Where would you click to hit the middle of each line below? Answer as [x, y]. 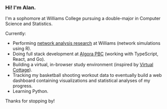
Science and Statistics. [29, 24]
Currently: [16, 34]
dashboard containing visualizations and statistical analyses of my [81, 81]
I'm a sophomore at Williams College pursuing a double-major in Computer [83, 19]
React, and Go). [29, 59]
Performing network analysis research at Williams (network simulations [86, 43]
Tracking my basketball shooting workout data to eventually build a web [87, 75]
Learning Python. [31, 91]
